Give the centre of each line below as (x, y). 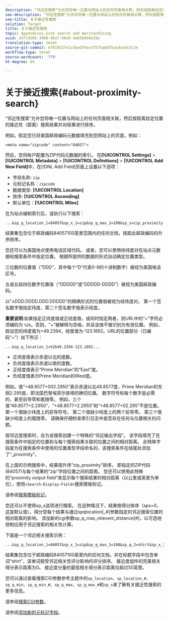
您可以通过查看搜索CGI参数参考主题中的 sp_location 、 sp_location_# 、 (78, 578)
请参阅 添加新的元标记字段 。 (34, 612)
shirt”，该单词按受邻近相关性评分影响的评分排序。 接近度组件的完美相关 (86, 561)
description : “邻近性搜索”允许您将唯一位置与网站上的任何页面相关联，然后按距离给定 (84, 10)
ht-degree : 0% (20, 62)
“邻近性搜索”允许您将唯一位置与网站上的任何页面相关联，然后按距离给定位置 (84, 118)
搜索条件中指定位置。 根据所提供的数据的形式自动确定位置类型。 (80, 256)
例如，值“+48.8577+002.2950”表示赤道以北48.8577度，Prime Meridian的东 (84, 387)
